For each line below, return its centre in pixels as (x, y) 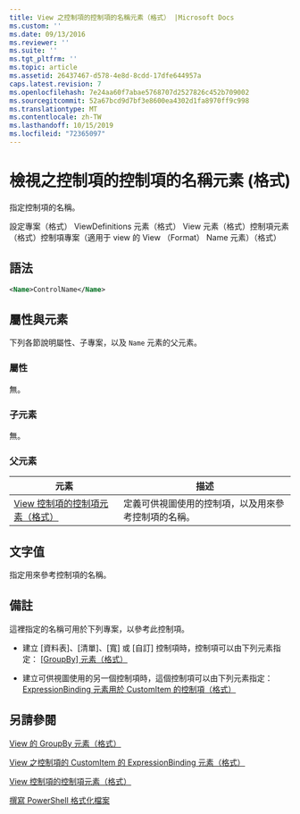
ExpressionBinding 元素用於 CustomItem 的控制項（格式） (129, 689)
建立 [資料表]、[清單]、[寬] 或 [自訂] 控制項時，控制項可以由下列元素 (148, 648)
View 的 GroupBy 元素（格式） (65, 743)
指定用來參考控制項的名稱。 (60, 575)
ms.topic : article (43, 68)
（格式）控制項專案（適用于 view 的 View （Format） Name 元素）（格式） (145, 237)
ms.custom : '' (36, 26)
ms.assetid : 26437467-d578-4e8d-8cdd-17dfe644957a (105, 76)
